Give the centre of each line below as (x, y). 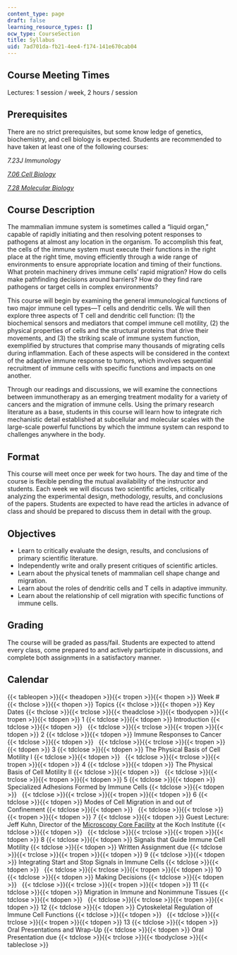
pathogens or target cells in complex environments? (83, 287)
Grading (25, 625)
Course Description (51, 210)
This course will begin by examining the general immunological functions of (117, 300)
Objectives (32, 533)
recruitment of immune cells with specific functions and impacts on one (111, 368)
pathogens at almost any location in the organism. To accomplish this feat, (115, 242)
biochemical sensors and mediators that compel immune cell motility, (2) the (118, 323)
